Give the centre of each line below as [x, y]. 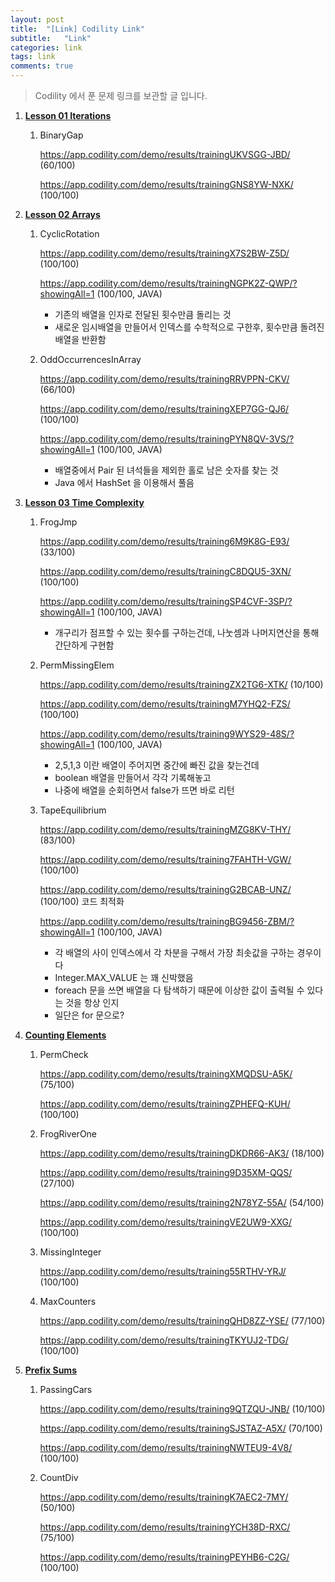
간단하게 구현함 [84, 645]
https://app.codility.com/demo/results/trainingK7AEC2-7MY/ [164, 1497]
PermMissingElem [77, 665]
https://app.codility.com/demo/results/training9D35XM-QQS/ [166, 1172]
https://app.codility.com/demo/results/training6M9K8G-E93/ [164, 541]
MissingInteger [70, 1252]
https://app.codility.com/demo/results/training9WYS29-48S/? [167, 734]
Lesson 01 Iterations [68, 115]
